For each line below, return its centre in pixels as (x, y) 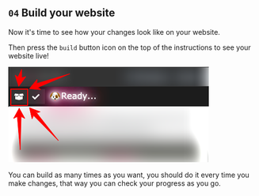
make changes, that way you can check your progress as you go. (115, 183)
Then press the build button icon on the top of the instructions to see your (129, 47)
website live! (29, 55)
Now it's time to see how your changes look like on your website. (114, 32)
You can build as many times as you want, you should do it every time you (129, 175)
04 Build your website (62, 13)
